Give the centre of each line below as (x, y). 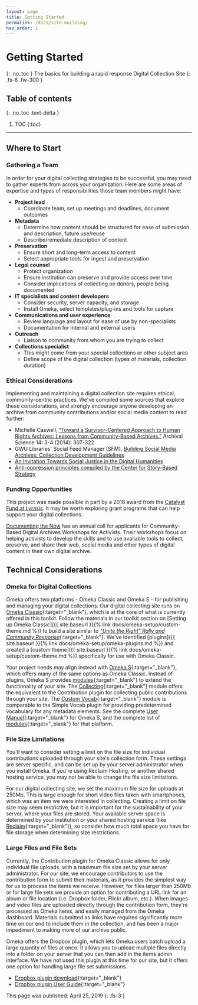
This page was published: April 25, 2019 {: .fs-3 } (66, 996)
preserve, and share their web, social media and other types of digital (90, 545)
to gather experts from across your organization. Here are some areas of (94, 184)
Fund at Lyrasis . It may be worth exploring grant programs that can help (93, 508)
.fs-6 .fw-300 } (24, 80)
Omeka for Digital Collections (49, 587)
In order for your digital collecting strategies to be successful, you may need (99, 178)
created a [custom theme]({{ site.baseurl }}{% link (67, 649)
